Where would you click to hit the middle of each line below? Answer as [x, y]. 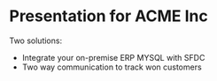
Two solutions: [36, 40]
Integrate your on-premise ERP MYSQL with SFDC [113, 57]
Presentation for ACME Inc [108, 16]
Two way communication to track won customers [112, 67]
